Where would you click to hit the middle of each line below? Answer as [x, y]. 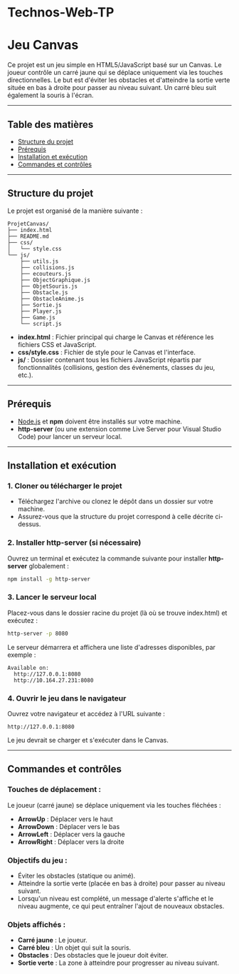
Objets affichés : [37, 924]
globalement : [49, 566]
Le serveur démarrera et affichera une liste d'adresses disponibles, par [111, 647]
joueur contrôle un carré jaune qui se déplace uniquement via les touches [115, 73]
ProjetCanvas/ [28, 224]
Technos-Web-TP [61, 12]
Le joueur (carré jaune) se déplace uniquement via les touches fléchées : [114, 805]
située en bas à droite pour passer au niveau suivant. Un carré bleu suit [112, 88]
